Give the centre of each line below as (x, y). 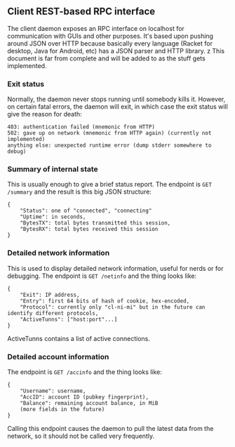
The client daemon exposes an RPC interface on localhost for (96, 28)
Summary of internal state (53, 169)
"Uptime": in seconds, (53, 217)
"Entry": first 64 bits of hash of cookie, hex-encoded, (105, 301)
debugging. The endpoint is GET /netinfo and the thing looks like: (102, 276)
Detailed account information (58, 356)
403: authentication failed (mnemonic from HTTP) (81, 127)
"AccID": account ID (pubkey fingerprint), (85, 397)
